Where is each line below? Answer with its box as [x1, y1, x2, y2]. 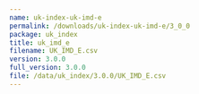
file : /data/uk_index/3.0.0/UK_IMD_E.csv [9, 72, 167, 81]
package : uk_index [9, 30, 78, 38]
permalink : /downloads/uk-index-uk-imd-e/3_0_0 [9, 21, 191, 30]
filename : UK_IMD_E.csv [9, 47, 99, 56]
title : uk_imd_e [9, 38, 70, 47]
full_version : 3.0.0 [9, 64, 87, 73]
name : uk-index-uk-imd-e [9, 13, 102, 22]
